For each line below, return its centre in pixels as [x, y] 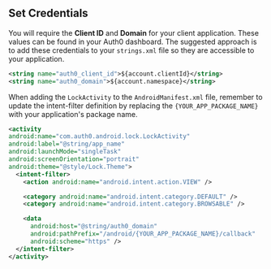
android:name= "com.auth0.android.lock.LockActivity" [99, 137]
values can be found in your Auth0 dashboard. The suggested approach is [133, 41]
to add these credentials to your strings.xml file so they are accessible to [131, 50]
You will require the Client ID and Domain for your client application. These [134, 33]
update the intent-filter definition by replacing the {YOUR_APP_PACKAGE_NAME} [133, 106]
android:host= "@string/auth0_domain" [94, 227]
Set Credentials [48, 13]
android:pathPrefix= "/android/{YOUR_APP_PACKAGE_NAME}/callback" [142, 234]
